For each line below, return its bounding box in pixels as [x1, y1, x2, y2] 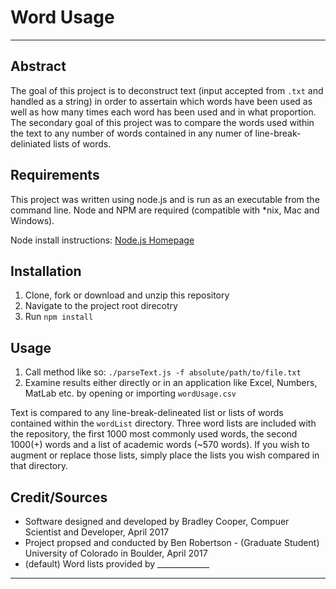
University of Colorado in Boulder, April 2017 [24, 547, 208, 559]
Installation [10, 262, 82, 280]
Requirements [10, 167, 100, 184]
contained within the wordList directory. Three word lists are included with [10, 417, 317, 430]
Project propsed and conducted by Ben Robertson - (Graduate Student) [24, 537, 320, 548]
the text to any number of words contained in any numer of [10, 127, 253, 139]
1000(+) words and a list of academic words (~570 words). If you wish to [10, 439, 310, 451]
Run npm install [24, 311, 94, 323]
